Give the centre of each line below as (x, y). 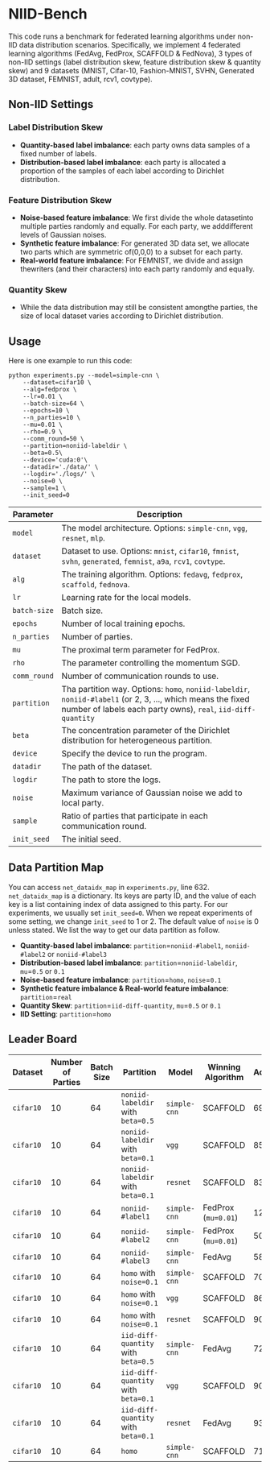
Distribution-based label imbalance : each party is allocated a (123, 162)
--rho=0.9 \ (43, 432)
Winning (224, 1066)
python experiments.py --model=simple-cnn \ (84, 375)
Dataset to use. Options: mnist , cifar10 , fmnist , (150, 551)
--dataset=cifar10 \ (57, 383)
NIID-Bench (48, 14)
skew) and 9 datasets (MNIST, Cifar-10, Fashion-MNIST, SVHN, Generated (131, 70)
